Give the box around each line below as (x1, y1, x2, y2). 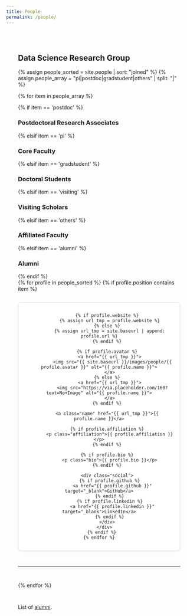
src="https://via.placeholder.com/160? (70, 385, 168, 391)
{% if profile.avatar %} (76, 349, 137, 355)
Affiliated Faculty (18, 231, 69, 240)
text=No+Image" (46, 390, 84, 396)
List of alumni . (18, 604, 53, 611)
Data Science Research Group (18, 53, 130, 63)
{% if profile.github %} (79, 478, 140, 484)
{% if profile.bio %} (80, 452, 134, 458)
